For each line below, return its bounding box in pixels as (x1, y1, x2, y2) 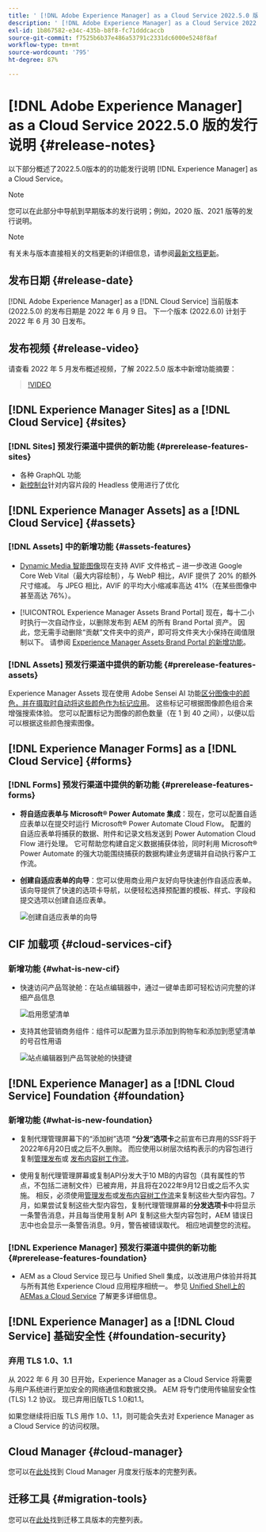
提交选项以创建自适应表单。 (19, 895, 111, 905)
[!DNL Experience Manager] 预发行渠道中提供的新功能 (8, 1242, 217, 1253)
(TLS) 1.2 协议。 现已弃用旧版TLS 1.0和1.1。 (8, 1395, 149, 1404)
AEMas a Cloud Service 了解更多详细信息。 (19, 1291, 161, 1301)
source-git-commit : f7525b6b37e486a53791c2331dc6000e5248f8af (8, 33, 218, 42)
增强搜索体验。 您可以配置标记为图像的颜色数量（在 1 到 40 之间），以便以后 (8, 708, 256, 718)
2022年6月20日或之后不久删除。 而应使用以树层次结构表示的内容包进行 (19, 1144, 253, 1153)
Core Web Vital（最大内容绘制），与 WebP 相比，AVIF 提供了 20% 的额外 (19, 571, 257, 580)
